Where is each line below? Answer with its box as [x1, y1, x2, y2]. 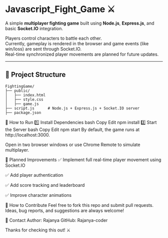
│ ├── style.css [5, 97, 43, 102]
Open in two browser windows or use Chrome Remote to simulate [5, 142, 140, 148]
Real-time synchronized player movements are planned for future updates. [5, 51, 159, 57]
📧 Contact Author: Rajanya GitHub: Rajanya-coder [5, 217, 108, 223]
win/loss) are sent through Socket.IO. [5, 46, 81, 52]
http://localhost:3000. [5, 132, 50, 138]
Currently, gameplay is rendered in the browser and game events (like [5, 40, 149, 46]
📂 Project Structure [5, 70, 66, 79]
